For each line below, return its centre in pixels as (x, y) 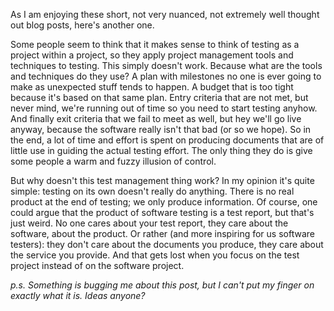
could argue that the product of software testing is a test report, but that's (162, 212)
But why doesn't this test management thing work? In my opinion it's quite (162, 180)
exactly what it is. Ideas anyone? (78, 295)
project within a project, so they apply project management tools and (152, 55)
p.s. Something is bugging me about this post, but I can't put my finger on (162, 285)
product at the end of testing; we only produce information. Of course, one (164, 202)
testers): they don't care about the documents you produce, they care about (167, 244)
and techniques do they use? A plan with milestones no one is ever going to (166, 76)
